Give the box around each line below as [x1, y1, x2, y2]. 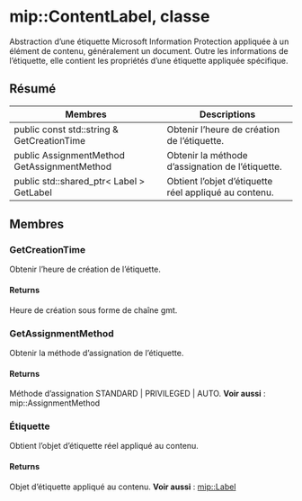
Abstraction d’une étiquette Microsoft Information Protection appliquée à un [9, 36, 289, 47]
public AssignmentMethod [13, 148, 126, 161]
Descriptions [199, 108, 256, 121]
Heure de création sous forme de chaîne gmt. [9, 304, 178, 316]
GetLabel [13, 186, 52, 199]
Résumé [9, 81, 57, 96]
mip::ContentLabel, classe [9, 6, 210, 27]
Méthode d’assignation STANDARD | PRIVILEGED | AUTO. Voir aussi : [9, 389, 267, 399]
